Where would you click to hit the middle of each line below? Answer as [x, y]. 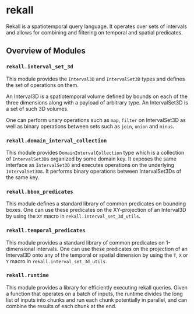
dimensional [21, 249]
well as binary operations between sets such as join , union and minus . [90, 126]
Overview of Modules [46, 51]
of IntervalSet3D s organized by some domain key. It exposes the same [91, 159]
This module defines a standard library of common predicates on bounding [96, 204]
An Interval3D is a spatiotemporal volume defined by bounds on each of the [97, 96]
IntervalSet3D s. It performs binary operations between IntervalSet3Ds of [94, 171]
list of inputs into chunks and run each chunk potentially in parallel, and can [97, 300]
